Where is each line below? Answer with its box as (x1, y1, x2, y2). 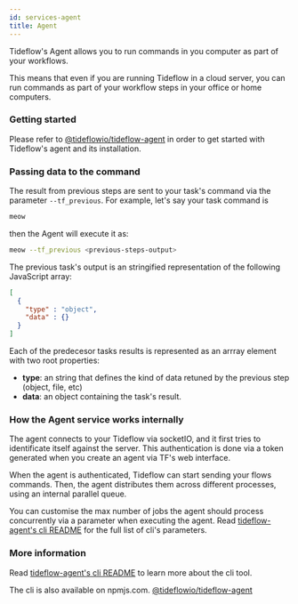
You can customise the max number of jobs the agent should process (9, 506, 264, 517)
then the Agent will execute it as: (9, 228, 129, 238)
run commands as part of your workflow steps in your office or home (9, 82, 262, 93)
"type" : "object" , (25, 304, 98, 314)
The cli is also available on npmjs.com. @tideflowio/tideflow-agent (9, 584, 254, 595)
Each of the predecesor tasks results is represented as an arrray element (9, 346, 278, 357)
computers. (9, 91, 52, 102)
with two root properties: (9, 355, 101, 366)
